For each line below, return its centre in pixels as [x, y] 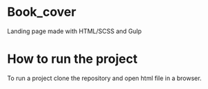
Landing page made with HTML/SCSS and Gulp [74, 31]
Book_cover [42, 12]
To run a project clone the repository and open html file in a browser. [104, 78]
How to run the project [72, 59]
